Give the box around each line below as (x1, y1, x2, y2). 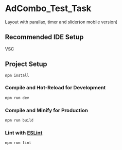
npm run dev (5, 95, 29, 100)
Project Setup (5, 60, 48, 68)
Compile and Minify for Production (5, 107, 88, 114)
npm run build (5, 117, 34, 123)
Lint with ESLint (5, 129, 43, 136)
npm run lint (5, 140, 32, 146)
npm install (5, 73, 29, 78)
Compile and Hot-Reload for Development (5, 84, 106, 91)
